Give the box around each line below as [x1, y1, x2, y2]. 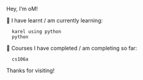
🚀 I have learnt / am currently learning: [6, 17, 103, 24]
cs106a [12, 56, 29, 62]
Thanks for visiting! [6, 67, 55, 74]
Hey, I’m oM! [6, 5, 38, 12]
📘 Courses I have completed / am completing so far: [6, 45, 137, 52]
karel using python [12, 28, 62, 35]
